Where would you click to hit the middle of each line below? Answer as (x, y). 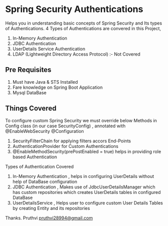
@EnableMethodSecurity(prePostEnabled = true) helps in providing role (87, 151)
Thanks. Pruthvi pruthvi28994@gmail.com (49, 218)
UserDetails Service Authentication (49, 49)
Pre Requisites (28, 70)
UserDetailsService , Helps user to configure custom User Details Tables (88, 203)
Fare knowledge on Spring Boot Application (58, 87)
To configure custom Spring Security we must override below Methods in (81, 120)
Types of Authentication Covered (39, 166)
